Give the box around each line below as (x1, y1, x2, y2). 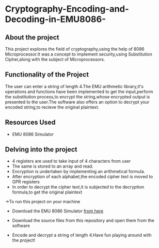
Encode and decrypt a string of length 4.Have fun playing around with (12, 232, 152, 238)
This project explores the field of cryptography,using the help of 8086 (5, 46, 144, 52)
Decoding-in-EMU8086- (5, 14, 106, 25)
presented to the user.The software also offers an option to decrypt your (5, 99, 150, 105)
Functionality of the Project (5, 71, 89, 79)
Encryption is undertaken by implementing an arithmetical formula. (12, 169, 145, 174)
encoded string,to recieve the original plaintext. (5, 104, 99, 110)
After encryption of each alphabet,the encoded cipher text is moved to (12, 174, 153, 180)
